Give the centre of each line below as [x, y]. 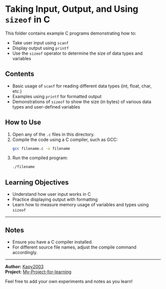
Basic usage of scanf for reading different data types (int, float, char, [82, 86]
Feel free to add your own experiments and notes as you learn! [69, 281]
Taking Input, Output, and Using [72, 9]
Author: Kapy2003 [24, 266]
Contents [20, 74]
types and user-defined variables [46, 107]
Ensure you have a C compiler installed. [52, 242]
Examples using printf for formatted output [57, 96]
